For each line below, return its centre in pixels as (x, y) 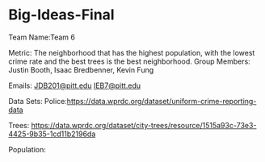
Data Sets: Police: (38, 101)
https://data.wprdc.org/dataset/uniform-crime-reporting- (162, 101)
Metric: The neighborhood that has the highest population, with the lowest (132, 52)
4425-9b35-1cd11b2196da (52, 134)
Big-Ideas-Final (61, 15)
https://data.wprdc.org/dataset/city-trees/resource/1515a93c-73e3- (144, 125)
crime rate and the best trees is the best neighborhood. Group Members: (129, 61)
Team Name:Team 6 (42, 37)
